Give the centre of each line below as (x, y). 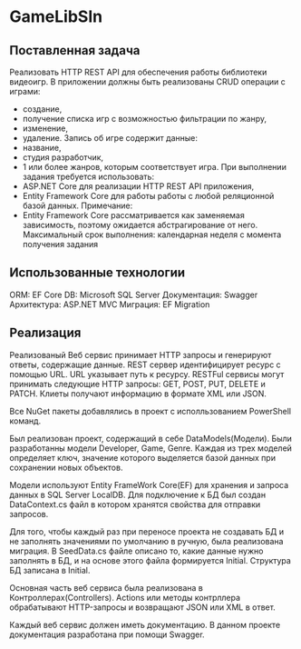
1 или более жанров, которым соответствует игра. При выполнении (155, 167)
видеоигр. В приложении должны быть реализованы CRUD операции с (147, 82)
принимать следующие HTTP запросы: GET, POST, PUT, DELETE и (137, 384)
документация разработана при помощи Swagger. (107, 634)
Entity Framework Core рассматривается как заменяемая (133, 215)
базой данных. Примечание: (78, 205)
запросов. (29, 514)
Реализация (45, 333)
